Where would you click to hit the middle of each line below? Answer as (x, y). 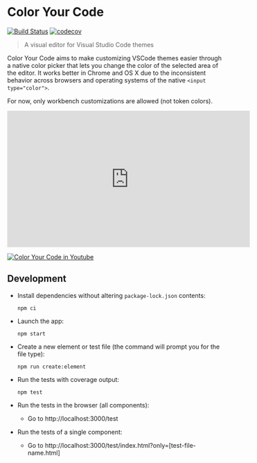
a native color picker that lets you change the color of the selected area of (113, 65)
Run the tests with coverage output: (68, 379)
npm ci (27, 308)
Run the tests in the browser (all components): (83, 405)
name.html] (44, 453)
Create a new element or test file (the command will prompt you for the (118, 347)
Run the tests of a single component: (70, 432)
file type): (31, 353)
